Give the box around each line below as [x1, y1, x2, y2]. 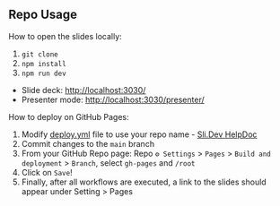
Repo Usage [8, 7, 78, 22]
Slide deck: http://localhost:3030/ [21, 84, 146, 95]
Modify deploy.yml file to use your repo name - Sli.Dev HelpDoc [21, 129, 258, 140]
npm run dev [21, 69, 66, 78]
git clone [21, 49, 59, 59]
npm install [21, 59, 66, 68]
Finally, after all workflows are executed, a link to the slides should [21, 176, 267, 187]
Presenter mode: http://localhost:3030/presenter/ [21, 94, 205, 105]
